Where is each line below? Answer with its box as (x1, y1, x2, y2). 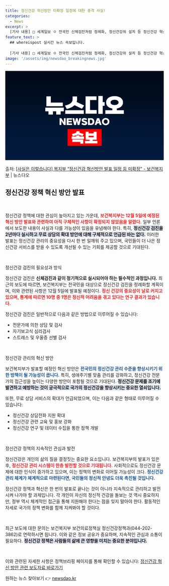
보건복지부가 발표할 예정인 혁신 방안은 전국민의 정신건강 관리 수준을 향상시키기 (5, 366, 157, 372)
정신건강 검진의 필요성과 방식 (5, 264, 62, 270)
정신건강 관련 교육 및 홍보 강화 (12, 419, 72, 425)
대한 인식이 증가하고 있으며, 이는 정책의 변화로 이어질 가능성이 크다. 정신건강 (14, 468, 163, 475)
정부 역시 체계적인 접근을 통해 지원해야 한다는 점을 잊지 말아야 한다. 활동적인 (12, 498, 161, 504)
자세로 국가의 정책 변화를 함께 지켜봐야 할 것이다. (5, 504, 101, 510)
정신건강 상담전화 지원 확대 (12, 412, 65, 418)
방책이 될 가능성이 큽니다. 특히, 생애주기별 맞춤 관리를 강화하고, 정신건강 (10, 372, 151, 378)
